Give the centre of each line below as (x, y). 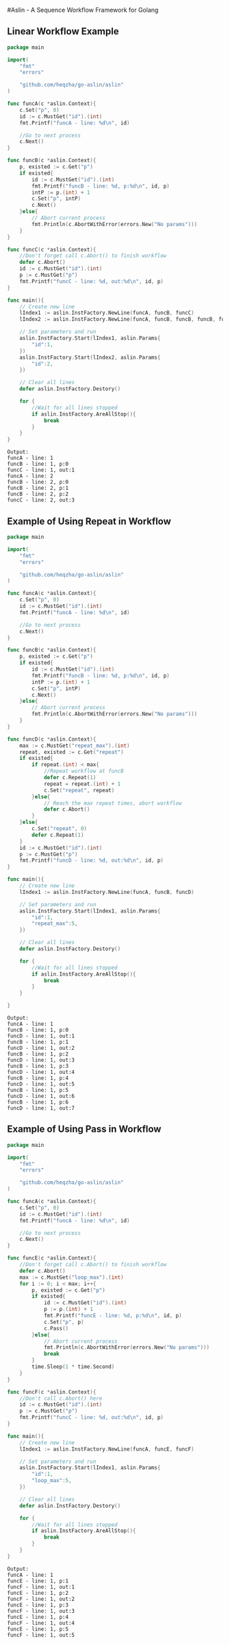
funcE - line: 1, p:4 (38, 1617)
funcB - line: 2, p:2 (38, 494)
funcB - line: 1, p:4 (38, 1078)
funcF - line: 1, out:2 (41, 1599)
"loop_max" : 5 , (52, 1481)
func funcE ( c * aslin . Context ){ (52, 1258)
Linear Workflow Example (63, 31)
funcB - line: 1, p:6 (38, 1102)
